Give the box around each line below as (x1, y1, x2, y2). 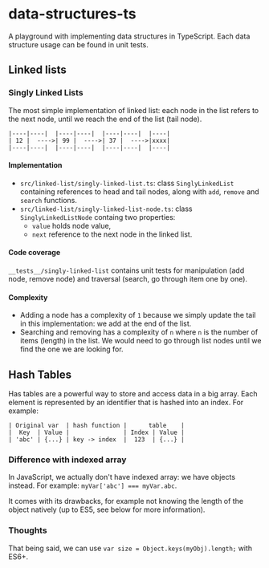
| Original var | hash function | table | (8, 422, 185, 430)
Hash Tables (8, 367, 72, 381)
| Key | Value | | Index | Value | (8, 428, 185, 437)
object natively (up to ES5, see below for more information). (8, 505, 206, 514)
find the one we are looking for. (19, 344, 124, 354)
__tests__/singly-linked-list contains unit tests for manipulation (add (8, 266, 245, 275)
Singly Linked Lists (8, 87, 84, 99)
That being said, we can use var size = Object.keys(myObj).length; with (8, 543, 253, 553)
